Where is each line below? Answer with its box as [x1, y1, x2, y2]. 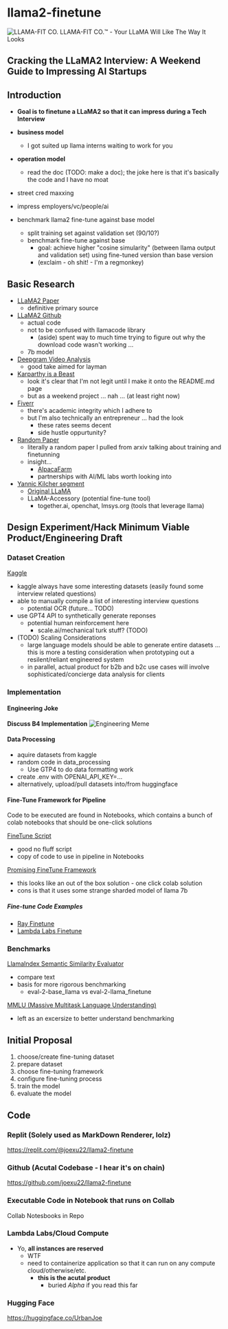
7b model [27, 347, 54, 356]
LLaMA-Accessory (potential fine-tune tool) [27, 494, 151, 503]
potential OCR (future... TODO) [27, 604, 115, 612]
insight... [27, 457, 52, 466]
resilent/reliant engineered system [27, 655, 124, 663]
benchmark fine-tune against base [27, 236, 126, 245]
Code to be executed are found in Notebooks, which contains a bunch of [7, 811, 213, 820]
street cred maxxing [16, 189, 74, 197]
